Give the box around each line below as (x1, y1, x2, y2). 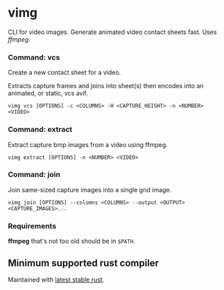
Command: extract (8, 125, 73, 135)
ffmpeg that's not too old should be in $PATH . (8, 237, 136, 246)
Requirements (8, 221, 57, 230)
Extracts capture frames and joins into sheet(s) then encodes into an (8, 82, 204, 90)
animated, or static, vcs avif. (8, 89, 89, 98)
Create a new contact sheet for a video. (8, 68, 121, 77)
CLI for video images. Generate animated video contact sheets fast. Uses (8, 28, 217, 36)
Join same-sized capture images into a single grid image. (8, 185, 172, 194)
